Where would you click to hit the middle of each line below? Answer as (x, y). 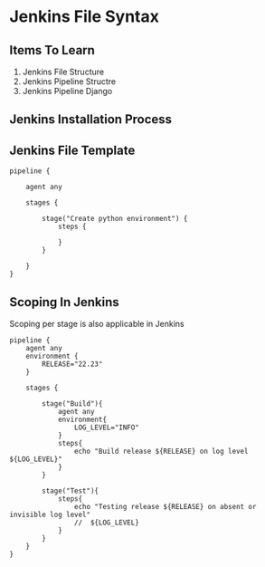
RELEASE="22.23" (72, 364)
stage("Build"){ (72, 404)
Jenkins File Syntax (85, 17)
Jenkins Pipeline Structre (69, 82)
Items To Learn (52, 50)
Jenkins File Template (72, 150)
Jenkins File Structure (63, 72)
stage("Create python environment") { (115, 219)
